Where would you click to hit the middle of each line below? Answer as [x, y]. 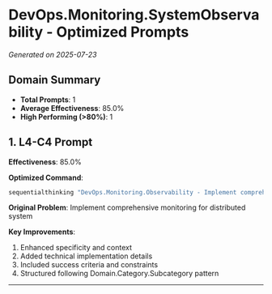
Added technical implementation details [86, 256]
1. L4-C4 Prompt [51, 142]
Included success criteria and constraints [89, 265]
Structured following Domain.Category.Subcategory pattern [119, 274]
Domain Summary [55, 80]
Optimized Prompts [123, 32]
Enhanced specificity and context [76, 248]
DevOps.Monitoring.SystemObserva [134, 15]
